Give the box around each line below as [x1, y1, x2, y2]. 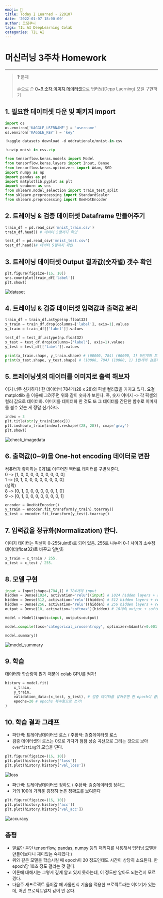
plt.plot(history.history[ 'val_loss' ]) [5, 763, 86, 768]
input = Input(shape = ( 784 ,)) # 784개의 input [5, 588, 97, 593]
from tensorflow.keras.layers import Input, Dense [5, 161, 110, 166]
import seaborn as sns [5, 183, 51, 188]
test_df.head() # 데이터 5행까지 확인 [5, 243, 73, 248]
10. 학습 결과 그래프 [5, 718, 60, 727]
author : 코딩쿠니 [5, 20, 36, 26]
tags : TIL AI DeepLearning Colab [5, 25, 73, 30]
